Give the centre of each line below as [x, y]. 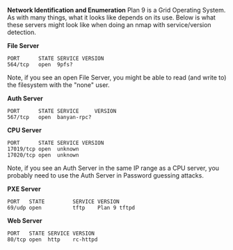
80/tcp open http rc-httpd [53, 240]
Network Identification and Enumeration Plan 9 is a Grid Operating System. [116, 10]
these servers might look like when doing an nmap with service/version [109, 25]
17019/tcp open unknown [43, 149]
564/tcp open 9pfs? [40, 65]
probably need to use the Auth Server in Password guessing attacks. [105, 175]
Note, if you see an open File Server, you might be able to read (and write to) [117, 77]
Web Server [25, 221]
